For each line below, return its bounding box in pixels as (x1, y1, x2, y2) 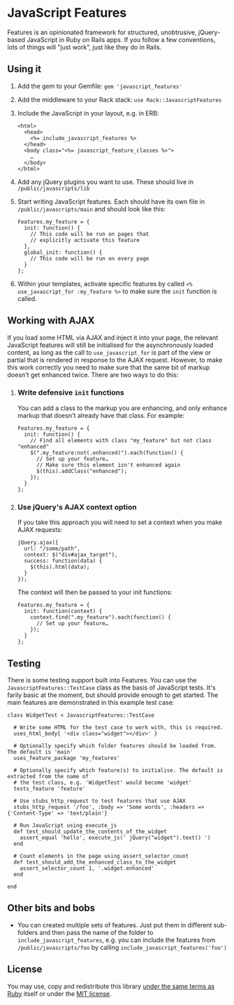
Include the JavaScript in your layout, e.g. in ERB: (17, 108, 159, 117)
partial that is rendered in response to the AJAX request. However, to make (7, 356, 223, 364)
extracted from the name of (7, 773, 89, 780)
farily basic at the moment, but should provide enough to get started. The (7, 691, 219, 699)
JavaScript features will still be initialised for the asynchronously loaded (7, 341, 214, 349)
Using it (7, 63, 42, 75)
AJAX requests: (17, 526, 63, 534)
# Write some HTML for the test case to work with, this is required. (13, 724, 224, 731)
